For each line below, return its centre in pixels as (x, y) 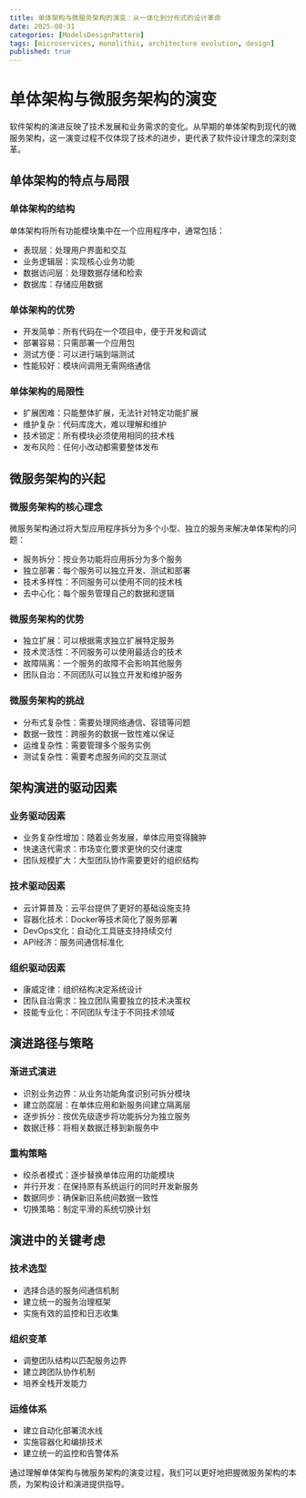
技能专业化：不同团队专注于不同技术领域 (98, 1012)
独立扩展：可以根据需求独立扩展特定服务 (98, 641)
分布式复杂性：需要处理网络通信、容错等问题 (107, 722)
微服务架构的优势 (47, 618)
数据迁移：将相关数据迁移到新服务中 (91, 1127)
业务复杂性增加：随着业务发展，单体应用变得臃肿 (114, 838)
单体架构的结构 (42, 209)
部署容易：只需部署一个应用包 (78, 343)
